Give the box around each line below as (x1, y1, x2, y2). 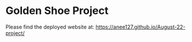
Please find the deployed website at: (5, 23, 95, 30)
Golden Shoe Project (5, 4, 109, 17)
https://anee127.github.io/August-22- (95, 23, 186, 30)
